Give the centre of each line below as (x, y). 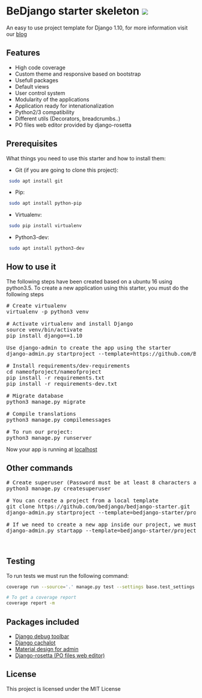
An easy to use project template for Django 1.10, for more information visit (97, 28)
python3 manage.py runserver (49, 438)
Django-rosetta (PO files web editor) (60, 655)
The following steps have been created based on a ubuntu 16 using (89, 281)
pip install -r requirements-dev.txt (62, 384)
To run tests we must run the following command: (68, 575)
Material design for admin (47, 649)
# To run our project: (40, 432)
